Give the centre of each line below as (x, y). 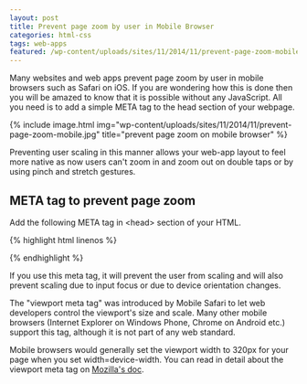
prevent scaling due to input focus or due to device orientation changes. (145, 285)
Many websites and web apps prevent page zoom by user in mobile (137, 78)
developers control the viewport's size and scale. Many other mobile (138, 313)
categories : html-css (51, 35)
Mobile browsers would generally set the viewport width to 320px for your (149, 349)
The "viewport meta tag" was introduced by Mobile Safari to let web (138, 303)
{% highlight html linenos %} (63, 240)
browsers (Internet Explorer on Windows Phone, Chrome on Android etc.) (148, 322)
